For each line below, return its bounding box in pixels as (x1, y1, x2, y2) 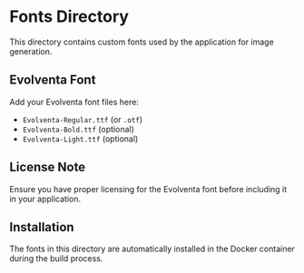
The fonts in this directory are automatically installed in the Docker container (9, 243, 295, 255)
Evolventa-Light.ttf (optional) (22, 133, 139, 144)
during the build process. (9, 253, 103, 264)
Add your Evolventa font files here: (9, 96, 139, 107)
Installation (9, 219, 74, 235)
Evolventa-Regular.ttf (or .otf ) (22, 113, 143, 124)
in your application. (9, 193, 82, 204)
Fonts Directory (9, 6, 130, 27)
